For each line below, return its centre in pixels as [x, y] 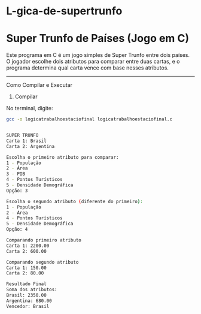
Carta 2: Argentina [31, 146]
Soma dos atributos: [32, 290]
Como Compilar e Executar [39, 85]
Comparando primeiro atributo [44, 240]
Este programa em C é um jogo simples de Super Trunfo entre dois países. [98, 55]
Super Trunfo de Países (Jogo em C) [98, 39]
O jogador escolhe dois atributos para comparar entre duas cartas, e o [93, 62]
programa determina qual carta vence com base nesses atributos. [88, 68]
